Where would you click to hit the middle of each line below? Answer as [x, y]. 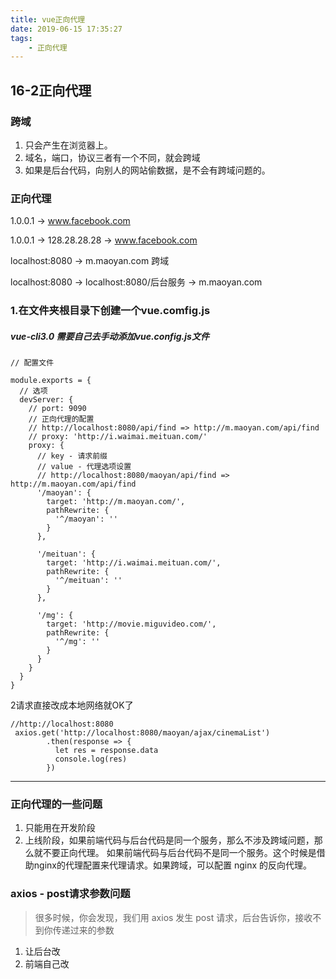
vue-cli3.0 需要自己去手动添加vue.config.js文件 [110, 336]
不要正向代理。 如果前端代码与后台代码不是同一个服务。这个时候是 [179, 853]
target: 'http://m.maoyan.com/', [116, 502]
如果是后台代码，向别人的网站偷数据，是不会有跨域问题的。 [147, 170]
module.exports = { [51, 381]
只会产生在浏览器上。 [68, 145]
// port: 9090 [57, 409]
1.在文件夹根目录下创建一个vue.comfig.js [110, 311]
